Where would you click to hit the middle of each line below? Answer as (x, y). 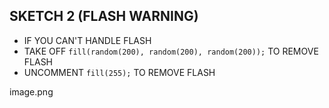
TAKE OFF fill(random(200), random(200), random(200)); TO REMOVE (171, 51)
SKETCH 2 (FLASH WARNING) (104, 16)
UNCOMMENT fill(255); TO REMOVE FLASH (119, 72)
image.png (31, 91)
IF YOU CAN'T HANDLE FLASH (87, 40)
